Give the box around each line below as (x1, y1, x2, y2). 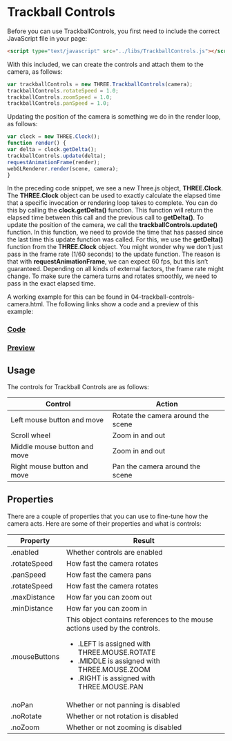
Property (20, 535, 50, 545)
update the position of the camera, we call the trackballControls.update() (7, 221, 218, 229)
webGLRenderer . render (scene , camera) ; (7, 165, 119, 172)
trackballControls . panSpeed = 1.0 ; (7, 100, 110, 107)
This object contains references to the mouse (66, 615, 213, 624)
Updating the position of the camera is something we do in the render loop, (7, 112, 221, 121)
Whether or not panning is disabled (66, 700, 181, 709)
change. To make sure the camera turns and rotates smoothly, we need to (7, 272, 217, 280)
